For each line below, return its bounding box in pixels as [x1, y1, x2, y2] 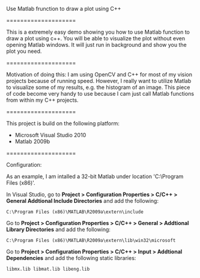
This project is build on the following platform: [6, 120, 120, 127]
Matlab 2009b [14, 138, 50, 145]
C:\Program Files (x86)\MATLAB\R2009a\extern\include [6, 209, 144, 215]
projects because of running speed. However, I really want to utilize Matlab [6, 78, 192, 84]
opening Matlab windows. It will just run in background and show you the [6, 42, 187, 48]
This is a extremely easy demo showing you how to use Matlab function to [6, 28, 190, 36]
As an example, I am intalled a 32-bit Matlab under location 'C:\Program [6, 173, 184, 180]
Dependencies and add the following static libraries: [6, 255, 136, 261]
